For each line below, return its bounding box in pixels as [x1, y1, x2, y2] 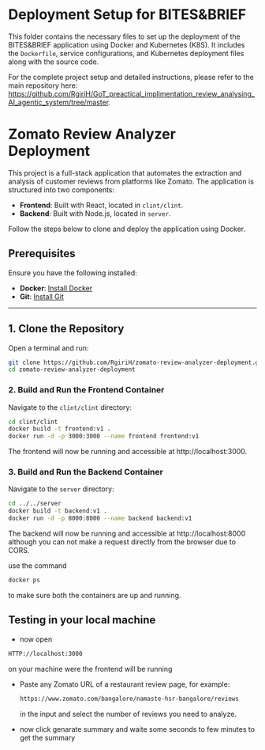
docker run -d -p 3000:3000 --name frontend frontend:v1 [8, 433, 200, 441]
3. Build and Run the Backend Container [8, 467, 163, 478]
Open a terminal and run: [8, 343, 89, 353]
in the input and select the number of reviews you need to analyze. [19, 709, 237, 718]
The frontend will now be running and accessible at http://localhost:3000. [8, 447, 248, 456]
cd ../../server [8, 500, 62, 508]
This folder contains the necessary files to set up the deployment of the [8, 32, 241, 41]
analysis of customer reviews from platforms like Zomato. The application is [8, 176, 255, 186]
